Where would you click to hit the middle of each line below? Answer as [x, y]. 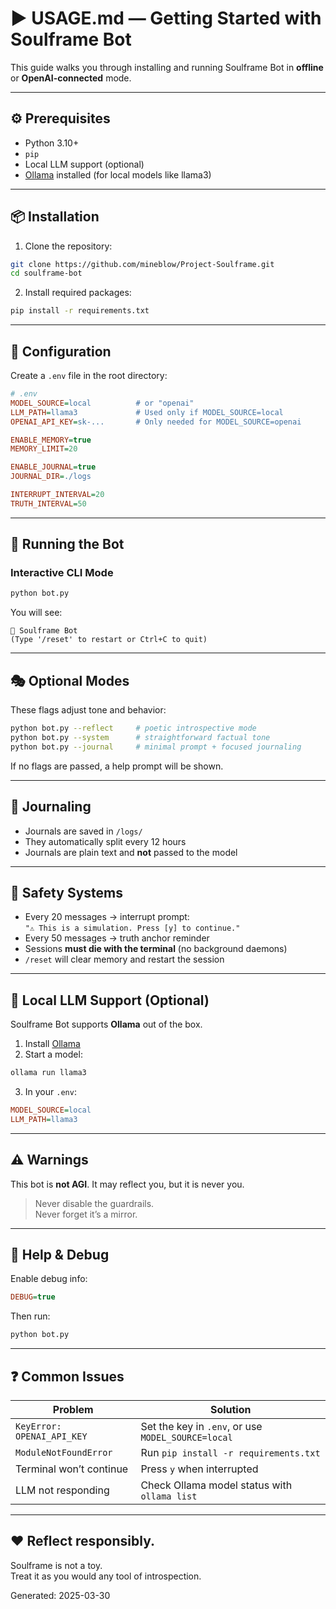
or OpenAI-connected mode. [71, 78]
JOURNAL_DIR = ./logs [51, 477]
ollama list [169, 1496]
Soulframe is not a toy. [56, 1565]
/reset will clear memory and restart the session [124, 959]
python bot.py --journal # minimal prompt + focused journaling [156, 747]
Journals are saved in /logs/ [83, 831]
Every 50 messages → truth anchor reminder [117, 938]
